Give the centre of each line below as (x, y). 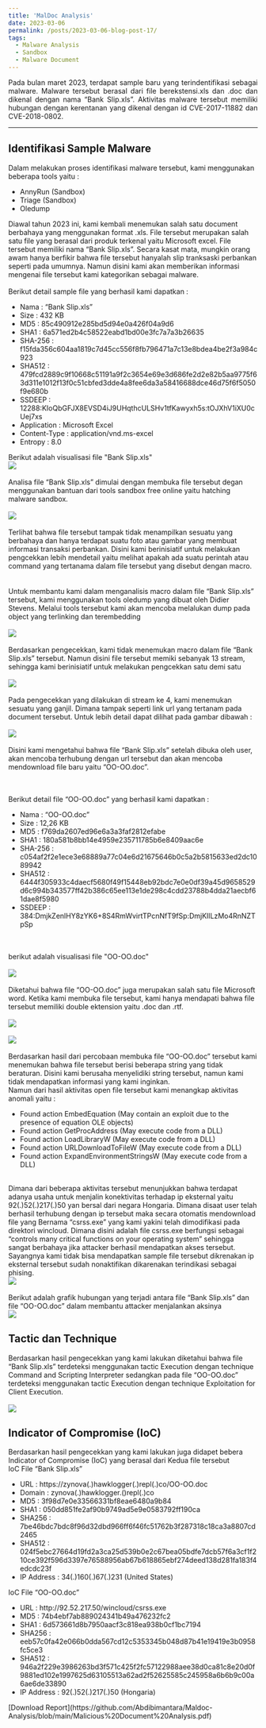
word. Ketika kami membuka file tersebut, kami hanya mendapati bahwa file (131, 998)
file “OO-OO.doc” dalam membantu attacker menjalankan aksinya (115, 1306)
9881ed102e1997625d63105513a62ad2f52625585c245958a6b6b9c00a (137, 1676)
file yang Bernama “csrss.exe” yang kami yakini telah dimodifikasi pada (124, 1222)
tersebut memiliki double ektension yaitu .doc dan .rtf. (96, 1006)
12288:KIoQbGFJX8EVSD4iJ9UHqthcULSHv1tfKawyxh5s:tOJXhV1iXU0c (137, 408)
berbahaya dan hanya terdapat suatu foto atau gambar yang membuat (123, 540)
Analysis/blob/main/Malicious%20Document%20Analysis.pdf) (110, 1716)
